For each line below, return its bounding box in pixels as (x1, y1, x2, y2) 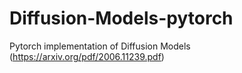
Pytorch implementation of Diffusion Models (9, 40, 191, 52)
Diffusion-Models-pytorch (9, 7, 234, 30)
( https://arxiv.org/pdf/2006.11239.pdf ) (9, 50, 165, 62)
